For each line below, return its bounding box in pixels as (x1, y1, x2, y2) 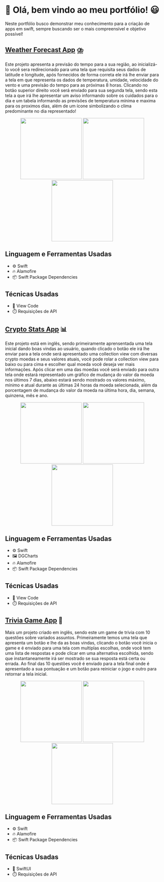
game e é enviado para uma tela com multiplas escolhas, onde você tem (5, 645, 151, 651)
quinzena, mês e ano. (5, 393, 48, 399)
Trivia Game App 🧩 (5, 617, 63, 625)
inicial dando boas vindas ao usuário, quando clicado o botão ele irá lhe (5, 346, 150, 352)
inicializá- (138, 61, 158, 67)
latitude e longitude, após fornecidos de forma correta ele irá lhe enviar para (5, 72, 159, 77)
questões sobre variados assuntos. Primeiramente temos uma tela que (5, 634, 147, 641)
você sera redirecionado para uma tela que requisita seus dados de (9, 66, 146, 72)
